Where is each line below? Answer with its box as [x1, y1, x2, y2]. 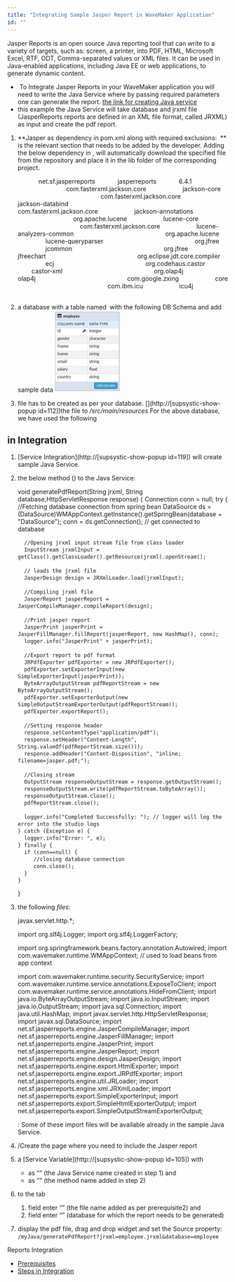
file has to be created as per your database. [17, 399, 144, 407]
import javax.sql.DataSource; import [17, 1017, 122, 1026]
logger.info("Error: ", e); [24, 835, 107, 842]
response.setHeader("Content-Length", [24, 736, 137, 743]
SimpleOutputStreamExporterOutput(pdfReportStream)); [17, 701, 178, 708]
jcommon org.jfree [45, 244, 189, 252]
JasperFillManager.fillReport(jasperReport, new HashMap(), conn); [17, 631, 219, 638]
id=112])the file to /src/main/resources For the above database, [38, 406, 220, 415]
